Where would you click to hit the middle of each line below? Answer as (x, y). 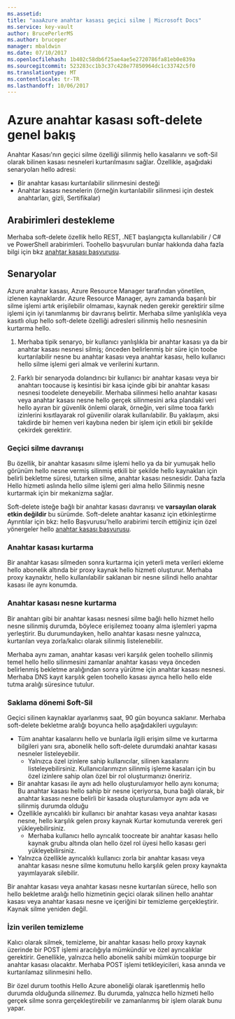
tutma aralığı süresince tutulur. (51, 684)
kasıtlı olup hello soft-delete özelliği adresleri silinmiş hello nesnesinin (107, 321)
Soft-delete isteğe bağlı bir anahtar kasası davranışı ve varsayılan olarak (112, 507)
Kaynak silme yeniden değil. (48, 909)
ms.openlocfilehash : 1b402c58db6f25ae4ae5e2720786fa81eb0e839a (101, 60)
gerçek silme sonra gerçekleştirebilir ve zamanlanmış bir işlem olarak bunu (115, 1001)
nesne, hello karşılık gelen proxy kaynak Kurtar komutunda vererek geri (120, 821)
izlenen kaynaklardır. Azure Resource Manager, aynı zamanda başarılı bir (112, 298)
